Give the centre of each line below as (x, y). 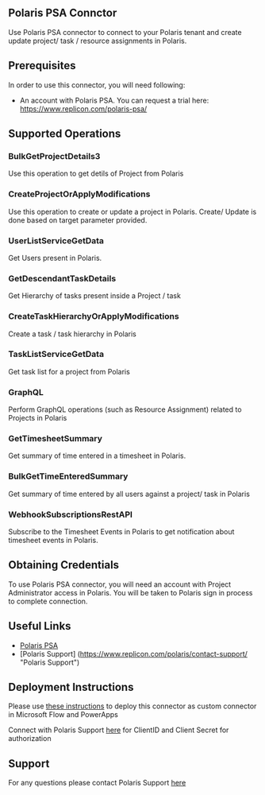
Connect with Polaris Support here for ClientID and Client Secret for (119, 730)
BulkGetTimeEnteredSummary (68, 476)
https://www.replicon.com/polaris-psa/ (83, 109)
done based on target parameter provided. (78, 220)
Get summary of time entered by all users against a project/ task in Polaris (129, 494)
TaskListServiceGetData (56, 355)
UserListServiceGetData (56, 240)
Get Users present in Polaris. (55, 258)
